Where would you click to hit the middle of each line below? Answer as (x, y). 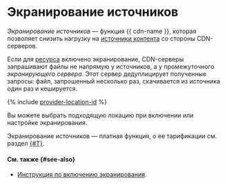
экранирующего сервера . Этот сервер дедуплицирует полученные (107, 74)
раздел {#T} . (26, 143)
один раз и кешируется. (42, 88)
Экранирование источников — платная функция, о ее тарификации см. (112, 136)
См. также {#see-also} (41, 159)
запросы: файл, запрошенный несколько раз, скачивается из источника (114, 81)
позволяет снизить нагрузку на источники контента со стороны (101, 38)
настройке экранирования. (47, 122)
